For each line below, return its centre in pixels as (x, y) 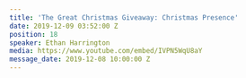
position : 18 (34, 34)
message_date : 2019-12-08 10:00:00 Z (80, 59)
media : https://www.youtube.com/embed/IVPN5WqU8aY (106, 51)
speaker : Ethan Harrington (60, 43)
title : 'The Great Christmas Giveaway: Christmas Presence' (124, 17)
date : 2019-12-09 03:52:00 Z (64, 26)
